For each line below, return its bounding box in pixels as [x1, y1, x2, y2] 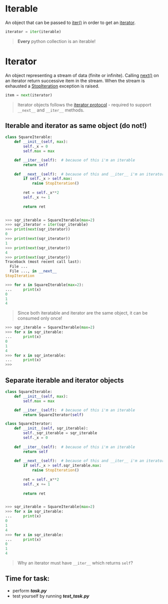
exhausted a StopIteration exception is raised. [5, 83, 99, 89]
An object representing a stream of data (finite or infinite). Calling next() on [5, 72, 159, 78]
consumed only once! [17, 315, 62, 321]
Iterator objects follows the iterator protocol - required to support [17, 101, 151, 107]
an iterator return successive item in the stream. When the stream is [5, 77, 145, 83]
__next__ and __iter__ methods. [17, 107, 84, 113]
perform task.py [12, 587, 47, 593]
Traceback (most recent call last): [5, 259, 81, 264]
